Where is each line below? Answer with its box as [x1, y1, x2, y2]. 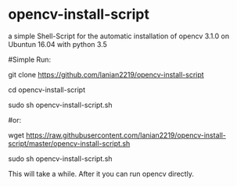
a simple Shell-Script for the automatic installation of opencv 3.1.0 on [8, 31, 229, 41]
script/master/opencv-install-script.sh [8, 138, 131, 148]
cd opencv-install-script [8, 84, 86, 95]
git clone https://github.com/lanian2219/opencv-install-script [8, 70, 205, 79]
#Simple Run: [8, 55, 52, 64]
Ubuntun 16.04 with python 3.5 [8, 39, 107, 48]
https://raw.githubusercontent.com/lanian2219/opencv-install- [26, 131, 227, 140]
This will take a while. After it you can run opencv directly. [8, 169, 194, 178]
